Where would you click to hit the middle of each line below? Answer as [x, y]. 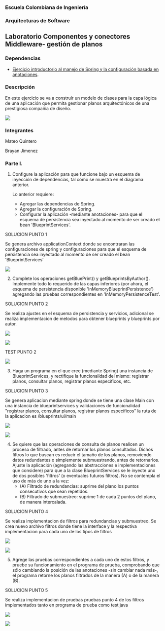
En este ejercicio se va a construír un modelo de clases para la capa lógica [81, 98]
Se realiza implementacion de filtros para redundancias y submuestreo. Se [81, 521]
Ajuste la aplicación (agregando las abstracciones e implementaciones [84, 465]
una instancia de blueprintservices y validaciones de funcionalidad [73, 406]
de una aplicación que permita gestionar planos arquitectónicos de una [77, 103]
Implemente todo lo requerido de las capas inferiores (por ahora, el [80, 284]
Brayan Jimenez [21, 151]
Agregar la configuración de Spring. [56, 209]
